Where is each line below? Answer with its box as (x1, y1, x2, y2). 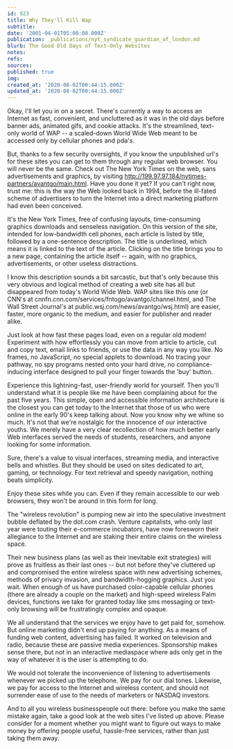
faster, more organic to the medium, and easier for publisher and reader (7, 310, 212, 319)
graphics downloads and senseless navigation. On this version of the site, (7, 223, 218, 231)
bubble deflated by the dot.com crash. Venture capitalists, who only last (7, 517, 213, 526)
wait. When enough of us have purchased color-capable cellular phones (7, 583, 214, 591)
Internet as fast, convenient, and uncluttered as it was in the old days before (7, 114, 225, 122)
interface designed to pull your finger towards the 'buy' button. (33, 368, 214, 376)
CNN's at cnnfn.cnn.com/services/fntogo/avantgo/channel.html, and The (7, 295, 216, 303)
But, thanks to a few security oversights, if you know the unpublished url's (7, 150, 219, 159)
